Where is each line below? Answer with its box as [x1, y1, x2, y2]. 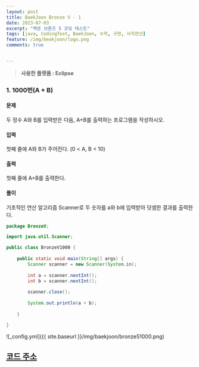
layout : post [6, 8, 39, 15]
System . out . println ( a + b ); [27, 300, 97, 306]
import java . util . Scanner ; [6, 234, 73, 240]
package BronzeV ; [6, 223, 49, 229]
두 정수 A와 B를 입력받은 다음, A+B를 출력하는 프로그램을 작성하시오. [6, 116, 165, 123]
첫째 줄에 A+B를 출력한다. [6, 174, 66, 182]
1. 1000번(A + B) [6, 86, 54, 94]
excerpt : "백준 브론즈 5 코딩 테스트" [6, 25, 90, 32]
